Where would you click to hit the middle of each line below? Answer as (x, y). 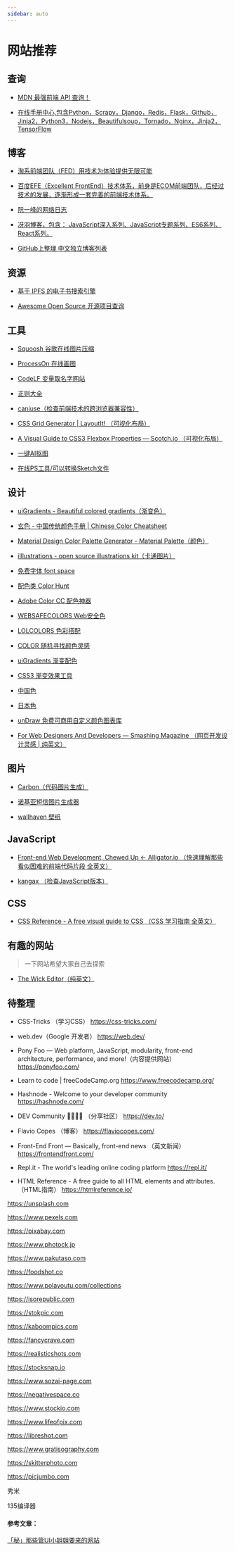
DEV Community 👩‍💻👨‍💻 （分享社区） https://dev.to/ (91, 1116)
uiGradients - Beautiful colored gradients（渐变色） (92, 510)
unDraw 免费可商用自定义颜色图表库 (69, 720)
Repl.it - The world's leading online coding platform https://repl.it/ (112, 1167)
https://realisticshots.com (44, 1353)
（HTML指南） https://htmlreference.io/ (75, 1189)
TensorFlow (34, 129)
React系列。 (35, 234)
